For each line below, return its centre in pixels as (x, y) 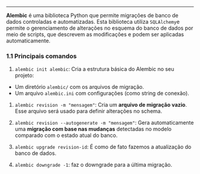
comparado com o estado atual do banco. (66, 135)
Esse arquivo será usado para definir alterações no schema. (88, 111)
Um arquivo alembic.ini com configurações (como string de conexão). (102, 94)
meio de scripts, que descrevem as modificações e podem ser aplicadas (95, 34)
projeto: (24, 76)
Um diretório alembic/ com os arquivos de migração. (79, 87)
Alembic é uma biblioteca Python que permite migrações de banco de (92, 15)
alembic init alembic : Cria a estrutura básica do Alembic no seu (94, 69)
